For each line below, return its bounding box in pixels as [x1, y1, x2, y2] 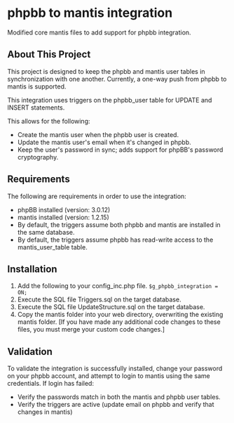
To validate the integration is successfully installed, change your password [7, 364, 223, 373]
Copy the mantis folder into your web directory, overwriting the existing [17, 311, 223, 319]
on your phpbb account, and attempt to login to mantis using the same [7, 372, 210, 380]
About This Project [7, 48, 91, 60]
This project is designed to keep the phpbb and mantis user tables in [7, 67, 205, 75]
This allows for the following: [7, 117, 90, 125]
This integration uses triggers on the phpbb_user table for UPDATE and [7, 96, 212, 104]
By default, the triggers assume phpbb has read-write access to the [17, 235, 214, 244]
